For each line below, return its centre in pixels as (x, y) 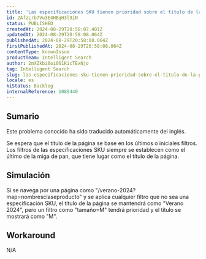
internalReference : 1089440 (42, 92)
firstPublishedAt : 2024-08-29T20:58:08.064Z (64, 47)
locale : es (20, 80)
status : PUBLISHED (30, 23)
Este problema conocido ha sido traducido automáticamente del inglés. (96, 131)
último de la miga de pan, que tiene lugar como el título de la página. (93, 156)
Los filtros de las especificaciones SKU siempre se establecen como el (96, 149)
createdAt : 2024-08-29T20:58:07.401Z (55, 29)
